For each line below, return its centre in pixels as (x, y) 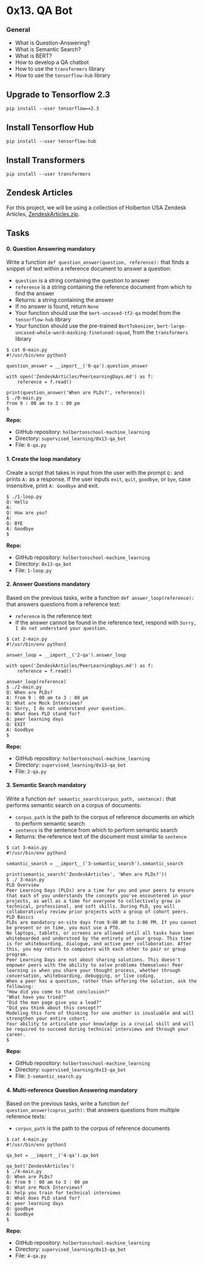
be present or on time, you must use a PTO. (64, 928)
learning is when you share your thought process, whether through (94, 970)
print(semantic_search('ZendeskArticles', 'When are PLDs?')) (87, 874)
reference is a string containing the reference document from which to (103, 287)
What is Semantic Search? (48, 49)
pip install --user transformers (49, 174)
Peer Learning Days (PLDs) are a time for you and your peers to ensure (100, 890)
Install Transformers (46, 160)
